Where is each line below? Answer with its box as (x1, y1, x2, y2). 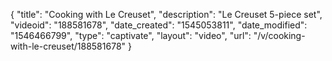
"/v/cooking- (253, 30, 306, 41)
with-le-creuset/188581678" (10, 40, 127, 52)
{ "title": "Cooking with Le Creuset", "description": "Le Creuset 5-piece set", (10, 9, 323, 20)
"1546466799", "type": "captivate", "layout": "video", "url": (10, 30, 252, 41)
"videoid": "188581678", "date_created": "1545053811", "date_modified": (10, 19, 308, 31)
